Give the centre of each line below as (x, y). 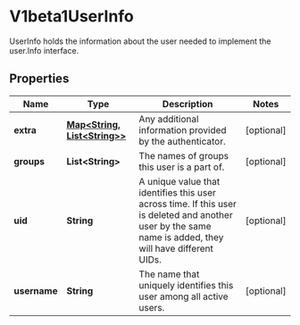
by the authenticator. (182, 141)
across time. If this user (187, 204)
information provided (183, 129)
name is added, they (181, 237)
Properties (39, 79)
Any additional (169, 119)
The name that (169, 274)
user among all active (184, 296)
